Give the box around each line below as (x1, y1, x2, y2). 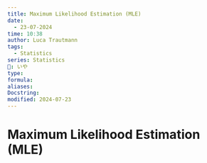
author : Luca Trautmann (7, 37, 78, 44)
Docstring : (7, 89, 40, 96)
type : (7, 69, 23, 77)
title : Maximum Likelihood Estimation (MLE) (7, 10, 142, 18)
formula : (7, 76, 33, 84)
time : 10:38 (7, 30, 43, 38)
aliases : (7, 83, 33, 90)
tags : (7, 43, 23, 50)
